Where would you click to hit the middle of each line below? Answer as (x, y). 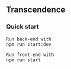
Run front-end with (30, 55)
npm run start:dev (29, 44)
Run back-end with (29, 39)
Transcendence (36, 10)
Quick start (23, 27)
